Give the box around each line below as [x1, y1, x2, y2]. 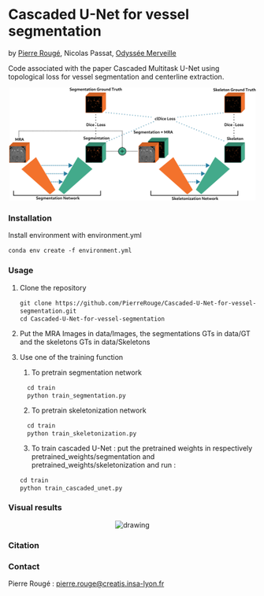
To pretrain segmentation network [31, 368, 142, 377]
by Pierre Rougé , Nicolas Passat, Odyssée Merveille [8, 48, 177, 57]
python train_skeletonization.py [27, 429, 137, 438]
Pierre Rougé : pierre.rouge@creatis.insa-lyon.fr [8, 579, 165, 588]
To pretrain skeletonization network [31, 405, 147, 415]
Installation [8, 213, 53, 224]
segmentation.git [19, 307, 77, 315]
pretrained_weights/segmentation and [31, 451, 155, 461]
